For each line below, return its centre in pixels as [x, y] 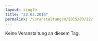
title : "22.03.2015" [27, 14]
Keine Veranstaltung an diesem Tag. [42, 33]
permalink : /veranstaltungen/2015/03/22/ [49, 19]
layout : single [21, 10]
